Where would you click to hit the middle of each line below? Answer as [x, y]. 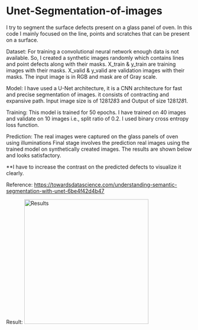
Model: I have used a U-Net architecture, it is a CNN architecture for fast [94, 88]
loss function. [23, 125]
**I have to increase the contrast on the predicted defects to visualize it [94, 167]
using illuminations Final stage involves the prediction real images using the [98, 142]
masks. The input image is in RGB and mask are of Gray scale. [82, 77]
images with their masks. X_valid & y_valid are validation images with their [95, 70]
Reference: [20, 185]
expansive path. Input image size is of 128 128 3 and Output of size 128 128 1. [97, 101]
